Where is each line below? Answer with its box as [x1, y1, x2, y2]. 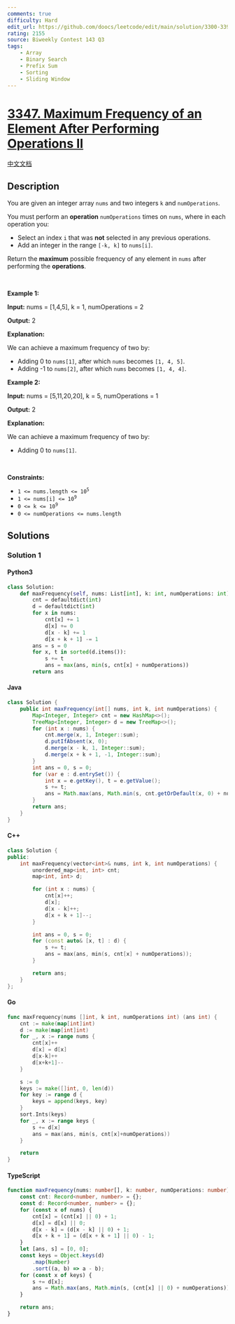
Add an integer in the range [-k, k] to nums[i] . [17, 241, 153, 250]
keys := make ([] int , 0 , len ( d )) [20, 1085, 114, 1092]
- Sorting [20, 69, 49, 76]
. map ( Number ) [32, 1258, 71, 1266]
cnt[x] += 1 [44, 616, 80, 623]
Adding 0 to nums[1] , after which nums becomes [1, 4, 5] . [17, 357, 185, 365]
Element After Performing [7, 121, 159, 137]
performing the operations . [7, 262, 86, 271]
